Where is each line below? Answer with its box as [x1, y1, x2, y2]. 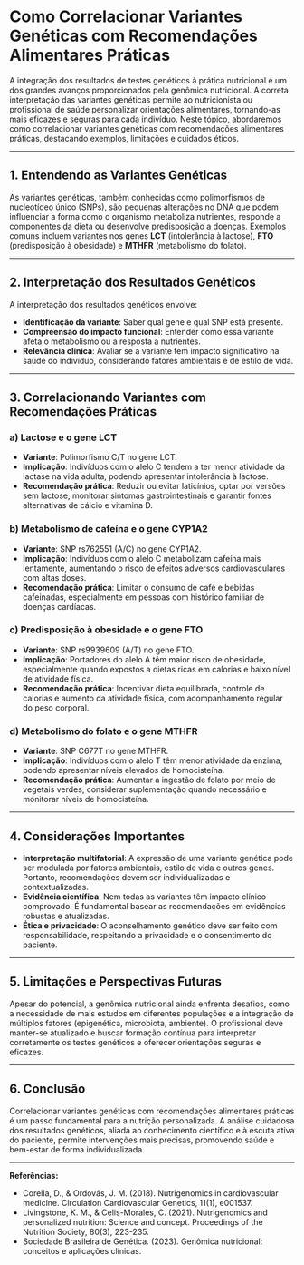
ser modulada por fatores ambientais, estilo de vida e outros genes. [22, 862, 275, 873]
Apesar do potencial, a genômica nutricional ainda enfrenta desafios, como [9, 998, 290, 1009]
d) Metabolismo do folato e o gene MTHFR [9, 724, 198, 737]
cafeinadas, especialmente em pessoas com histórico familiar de [22, 592, 265, 603]
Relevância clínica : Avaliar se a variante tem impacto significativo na [22, 345, 280, 356]
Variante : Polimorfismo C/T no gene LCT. [22, 452, 178, 463]
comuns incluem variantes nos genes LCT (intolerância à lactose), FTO [9, 230, 274, 241]
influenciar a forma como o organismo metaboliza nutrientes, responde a [9, 211, 281, 221]
